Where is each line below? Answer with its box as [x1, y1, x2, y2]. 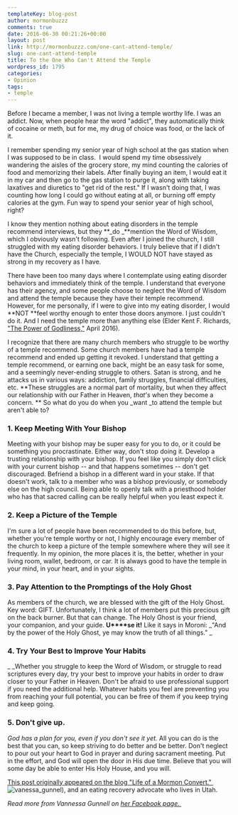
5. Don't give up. [7, 718, 65, 728]
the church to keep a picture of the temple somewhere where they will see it [7, 541, 230, 550]
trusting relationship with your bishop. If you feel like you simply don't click [7, 455, 226, 463]
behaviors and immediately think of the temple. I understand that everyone [7, 279, 226, 288]
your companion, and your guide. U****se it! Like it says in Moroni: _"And [7, 621, 227, 630]
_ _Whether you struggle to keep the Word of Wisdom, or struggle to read [7, 662, 222, 671]
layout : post [7, 37, 46, 44]
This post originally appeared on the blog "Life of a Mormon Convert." [7, 777, 212, 786]
